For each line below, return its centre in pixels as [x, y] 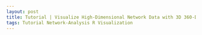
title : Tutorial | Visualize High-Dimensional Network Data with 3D [94, 17]
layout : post [23, 12]
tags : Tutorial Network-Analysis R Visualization [70, 23]
